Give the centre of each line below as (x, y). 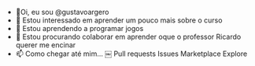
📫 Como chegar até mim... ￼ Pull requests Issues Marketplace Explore (131, 54)
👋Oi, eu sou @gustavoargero (62, 12)
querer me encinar (46, 45)
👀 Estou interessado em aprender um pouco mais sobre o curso (119, 20)
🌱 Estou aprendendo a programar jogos (79, 28)
